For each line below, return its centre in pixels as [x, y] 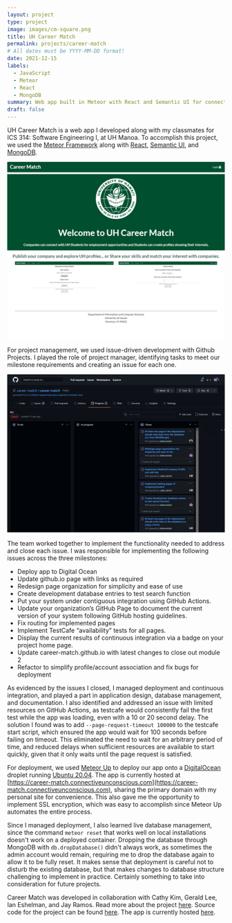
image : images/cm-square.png [49, 29]
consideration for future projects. [54, 884]
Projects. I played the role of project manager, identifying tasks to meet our [114, 357]
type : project [28, 22]
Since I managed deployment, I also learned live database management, [110, 825]
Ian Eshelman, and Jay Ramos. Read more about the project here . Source [111, 905]
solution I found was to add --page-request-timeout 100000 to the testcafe [113, 725]
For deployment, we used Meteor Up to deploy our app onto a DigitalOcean [114, 768]
